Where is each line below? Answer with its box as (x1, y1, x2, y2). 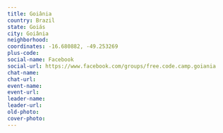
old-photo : (7, 108, 40, 115)
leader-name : (7, 96, 46, 103)
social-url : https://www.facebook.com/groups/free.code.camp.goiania (7, 63, 217, 70)
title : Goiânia (7, 10, 52, 18)
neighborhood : (7, 37, 49, 44)
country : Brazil (7, 17, 55, 24)
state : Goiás (7, 23, 46, 30)
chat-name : (7, 69, 40, 76)
